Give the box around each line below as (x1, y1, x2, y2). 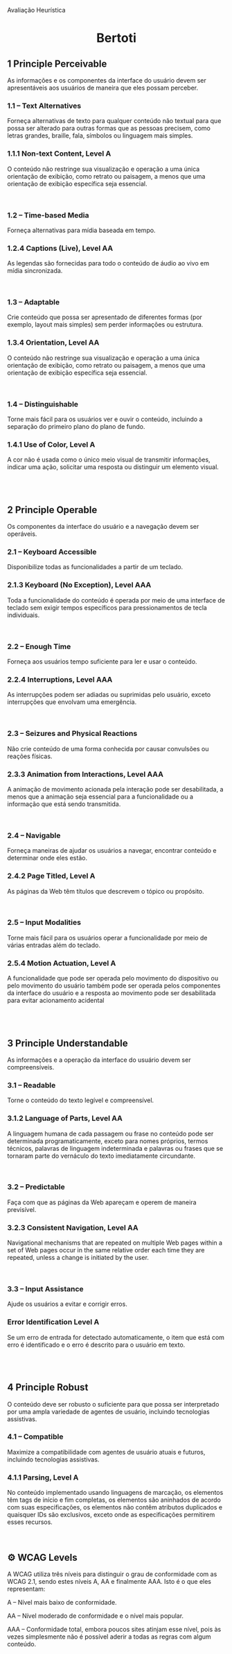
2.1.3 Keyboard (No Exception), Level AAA (7, 580, 152, 590)
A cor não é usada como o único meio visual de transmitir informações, (7, 455, 211, 464)
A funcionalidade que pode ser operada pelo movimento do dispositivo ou (7, 974, 219, 983)
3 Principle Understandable (7, 1037, 128, 1049)
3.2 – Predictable (7, 1182, 65, 1192)
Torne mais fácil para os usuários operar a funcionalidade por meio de (7, 933, 208, 942)
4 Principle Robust (7, 1382, 89, 1393)
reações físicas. (7, 752, 53, 760)
